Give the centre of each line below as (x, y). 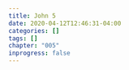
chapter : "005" (34, 46)
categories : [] (34, 31)
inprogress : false (39, 53)
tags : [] (23, 38)
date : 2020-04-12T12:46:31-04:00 (65, 23)
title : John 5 (32, 16)
